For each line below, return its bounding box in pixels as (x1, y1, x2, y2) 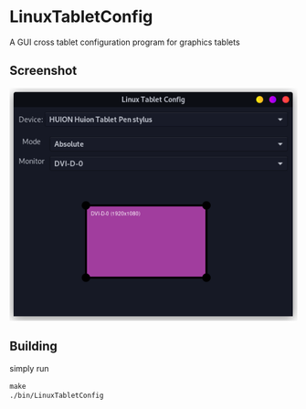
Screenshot (9, 63, 78, 79)
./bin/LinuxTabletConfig (9, 391, 104, 400)
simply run (9, 362, 49, 373)
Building (9, 339, 58, 354)
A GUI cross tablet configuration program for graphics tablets (9, 37, 240, 47)
